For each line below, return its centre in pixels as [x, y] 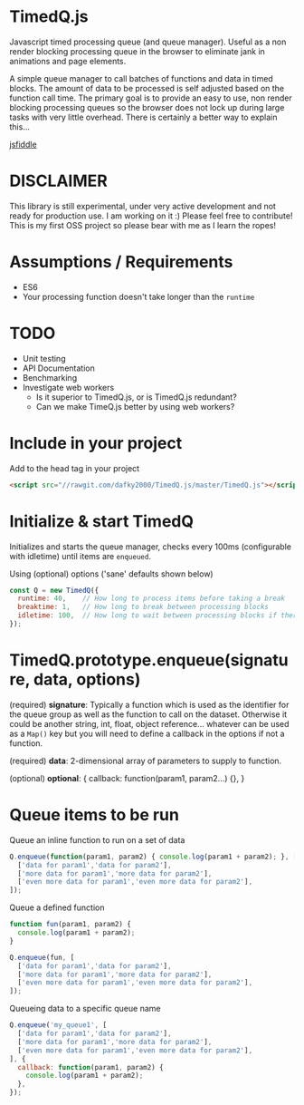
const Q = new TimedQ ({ [54, 590]
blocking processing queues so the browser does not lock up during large [147, 107]
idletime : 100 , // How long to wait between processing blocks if [147, 616]
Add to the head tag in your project [75, 468]
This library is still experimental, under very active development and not [142, 206]
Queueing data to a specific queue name [85, 1009]
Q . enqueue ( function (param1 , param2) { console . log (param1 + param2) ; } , [149, 857]
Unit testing [44, 358]
